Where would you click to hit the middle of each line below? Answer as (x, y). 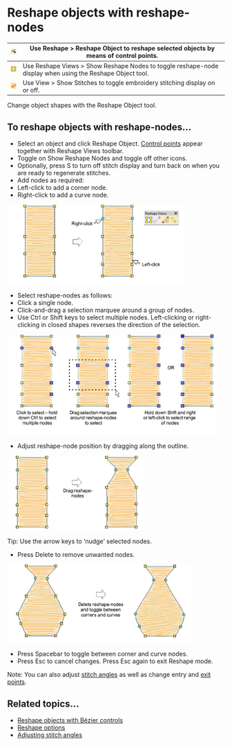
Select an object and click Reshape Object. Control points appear (110, 144)
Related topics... (43, 704)
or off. (31, 90)
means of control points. (122, 56)
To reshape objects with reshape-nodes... (99, 127)
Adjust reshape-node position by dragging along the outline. (103, 446)
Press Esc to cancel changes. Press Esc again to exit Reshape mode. (115, 661)
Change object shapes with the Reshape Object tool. (82, 106)
